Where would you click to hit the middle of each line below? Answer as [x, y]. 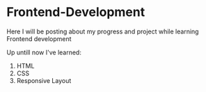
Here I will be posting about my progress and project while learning [103, 31]
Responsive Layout [44, 80]
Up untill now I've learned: [44, 52]
